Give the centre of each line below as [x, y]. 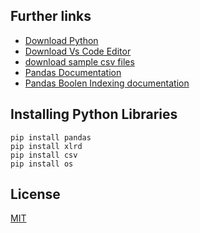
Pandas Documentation [73, 72]
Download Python [61, 40]
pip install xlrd [46, 146]
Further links [51, 16]
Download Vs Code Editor [78, 51]
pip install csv [44, 155]
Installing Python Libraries [94, 114]
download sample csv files [79, 61]
